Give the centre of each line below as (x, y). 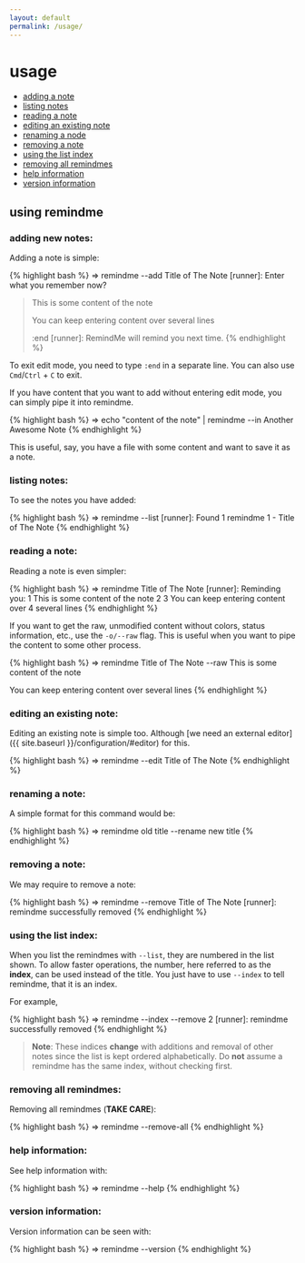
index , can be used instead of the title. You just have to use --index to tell (147, 974)
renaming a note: (48, 793)
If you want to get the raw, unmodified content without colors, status (138, 625)
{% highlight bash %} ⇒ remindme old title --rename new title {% (132, 831)
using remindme (57, 212)
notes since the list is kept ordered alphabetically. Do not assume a (157, 1056)
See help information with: (59, 1170)
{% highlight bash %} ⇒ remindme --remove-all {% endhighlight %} (137, 1127)
